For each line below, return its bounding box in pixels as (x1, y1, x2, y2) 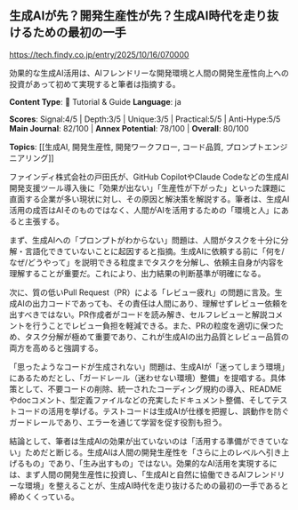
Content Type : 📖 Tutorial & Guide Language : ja (9, 96, 182, 107)
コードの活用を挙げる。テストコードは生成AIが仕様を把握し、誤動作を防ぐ (16, 405, 290, 416)
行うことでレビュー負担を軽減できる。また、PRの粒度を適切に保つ (32, 320, 277, 331)
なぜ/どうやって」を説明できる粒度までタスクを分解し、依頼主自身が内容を (9, 257, 285, 267)
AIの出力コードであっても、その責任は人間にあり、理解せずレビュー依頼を (16, 298, 288, 308)
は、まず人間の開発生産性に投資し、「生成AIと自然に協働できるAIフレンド (9, 469, 278, 480)
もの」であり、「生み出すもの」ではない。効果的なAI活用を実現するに (24, 458, 278, 468)
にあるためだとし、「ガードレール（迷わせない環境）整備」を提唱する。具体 (9, 372, 286, 383)
